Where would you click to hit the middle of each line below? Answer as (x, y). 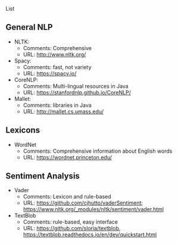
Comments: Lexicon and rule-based (67, 197)
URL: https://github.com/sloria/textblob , (72, 228)
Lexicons (23, 130)
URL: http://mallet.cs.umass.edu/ (63, 111)
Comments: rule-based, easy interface (71, 222)
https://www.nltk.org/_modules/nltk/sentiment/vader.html (93, 209)
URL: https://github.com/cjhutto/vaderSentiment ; (83, 203)
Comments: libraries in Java (57, 105)
